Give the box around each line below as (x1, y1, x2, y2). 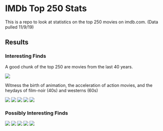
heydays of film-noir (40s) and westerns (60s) (5, 87, 99, 93)
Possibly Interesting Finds (5, 110, 68, 116)
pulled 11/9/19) (5, 24, 34, 30)
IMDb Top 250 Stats (5, 3, 87, 14)
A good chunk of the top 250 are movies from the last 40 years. (5, 64, 133, 69)
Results (5, 38, 29, 47)
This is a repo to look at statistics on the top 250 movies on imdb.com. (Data (5, 19, 159, 25)
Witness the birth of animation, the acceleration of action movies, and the (5, 82, 153, 88)
